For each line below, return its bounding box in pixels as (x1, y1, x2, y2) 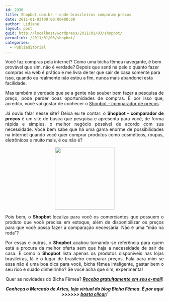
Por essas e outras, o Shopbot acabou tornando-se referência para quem (5, 240, 164, 246)
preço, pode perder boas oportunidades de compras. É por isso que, (5, 95, 164, 101)
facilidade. (5, 80, 27, 86)
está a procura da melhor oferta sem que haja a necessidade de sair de (5, 245, 164, 251)
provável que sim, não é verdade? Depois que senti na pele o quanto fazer (5, 64, 159, 70)
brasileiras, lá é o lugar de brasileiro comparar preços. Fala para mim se (5, 255, 164, 262)
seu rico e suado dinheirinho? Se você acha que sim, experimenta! (5, 266, 143, 272)
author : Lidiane (5, 21, 39, 27)
